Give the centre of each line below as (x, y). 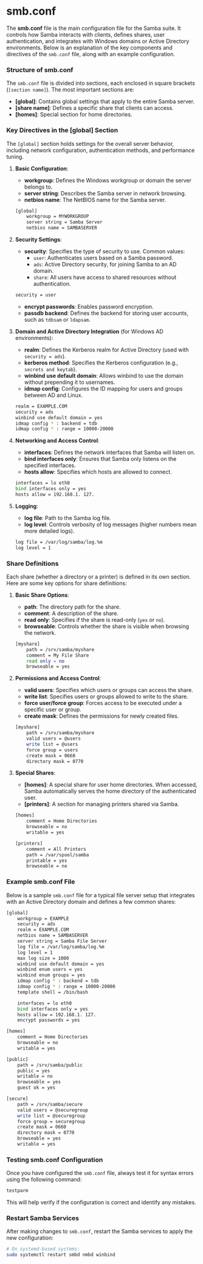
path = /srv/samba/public (50, 1065)
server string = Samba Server (64, 222)
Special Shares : (35, 773)
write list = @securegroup (51, 1116)
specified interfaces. (50, 466)
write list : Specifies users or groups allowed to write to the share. (106, 696)
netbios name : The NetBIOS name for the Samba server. (95, 200)
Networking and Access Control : (57, 441)
